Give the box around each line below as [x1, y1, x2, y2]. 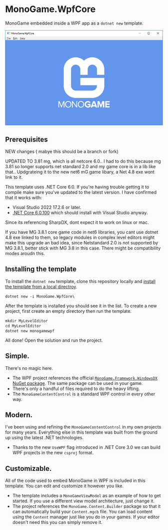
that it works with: [5, 195, 42, 201]
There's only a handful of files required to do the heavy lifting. [12, 385, 140, 391]
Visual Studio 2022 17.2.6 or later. [12, 204, 81, 210]
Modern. [5, 411, 32, 420]
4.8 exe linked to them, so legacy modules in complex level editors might [5, 234, 155, 240]
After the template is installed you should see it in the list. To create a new [5, 303, 157, 309]
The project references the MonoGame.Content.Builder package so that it [12, 503, 161, 509]
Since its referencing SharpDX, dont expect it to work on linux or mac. [5, 219, 149, 225]
